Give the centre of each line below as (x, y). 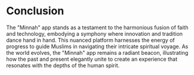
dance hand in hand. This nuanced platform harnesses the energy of (90, 40)
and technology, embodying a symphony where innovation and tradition (95, 33)
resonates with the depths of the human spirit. (63, 65)
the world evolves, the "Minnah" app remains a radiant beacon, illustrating (97, 52)
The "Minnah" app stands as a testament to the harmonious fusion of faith (97, 27)
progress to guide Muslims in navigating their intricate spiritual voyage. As (97, 46)
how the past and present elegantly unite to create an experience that (92, 59)
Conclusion (35, 11)
